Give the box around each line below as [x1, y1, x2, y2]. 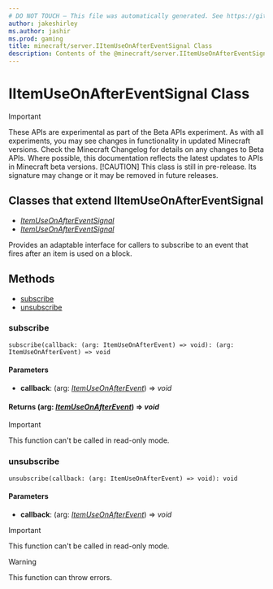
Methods [8, 272, 55, 286]
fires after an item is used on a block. [8, 249, 132, 258]
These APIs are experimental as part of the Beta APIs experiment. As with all [8, 127, 264, 136]
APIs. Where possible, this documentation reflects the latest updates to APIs [8, 153, 264, 162]
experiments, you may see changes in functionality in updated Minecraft [8, 136, 250, 145]
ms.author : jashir [8, 27, 71, 35]
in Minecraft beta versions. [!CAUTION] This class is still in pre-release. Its [8, 162, 258, 171]
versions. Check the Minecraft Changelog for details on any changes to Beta [8, 144, 264, 154]
